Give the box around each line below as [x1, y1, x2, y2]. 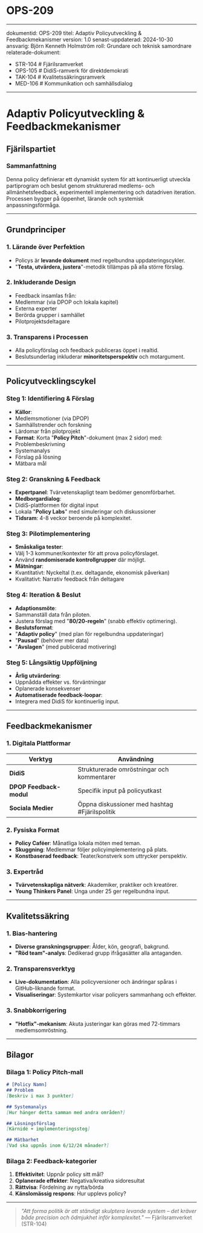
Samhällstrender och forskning [14, 421, 92, 428]
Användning [117, 755, 154, 763]
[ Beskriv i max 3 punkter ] [6, 1092, 74, 1099]
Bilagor [6, 1049, 34, 1060]
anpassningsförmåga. [6, 201, 60, 209]
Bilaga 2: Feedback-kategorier [6, 1157, 97, 1166]
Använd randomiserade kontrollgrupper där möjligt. [14, 556, 146, 564]
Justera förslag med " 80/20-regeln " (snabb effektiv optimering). [14, 617, 177, 624]
